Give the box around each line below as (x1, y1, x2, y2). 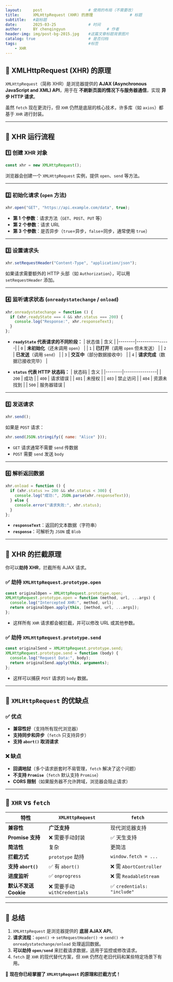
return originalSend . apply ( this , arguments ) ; (10, 660, 110, 665)
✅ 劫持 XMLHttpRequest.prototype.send (5, 634, 101, 641)
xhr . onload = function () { (5, 483, 66, 489)
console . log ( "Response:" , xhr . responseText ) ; (14, 319, 114, 324)
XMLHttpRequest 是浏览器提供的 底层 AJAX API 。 (12, 928, 116, 934)
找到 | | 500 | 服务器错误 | (12, 382, 65, 388)
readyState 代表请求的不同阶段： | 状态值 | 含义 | (12, 339, 116, 345)
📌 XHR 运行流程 (5, 132, 55, 141)
